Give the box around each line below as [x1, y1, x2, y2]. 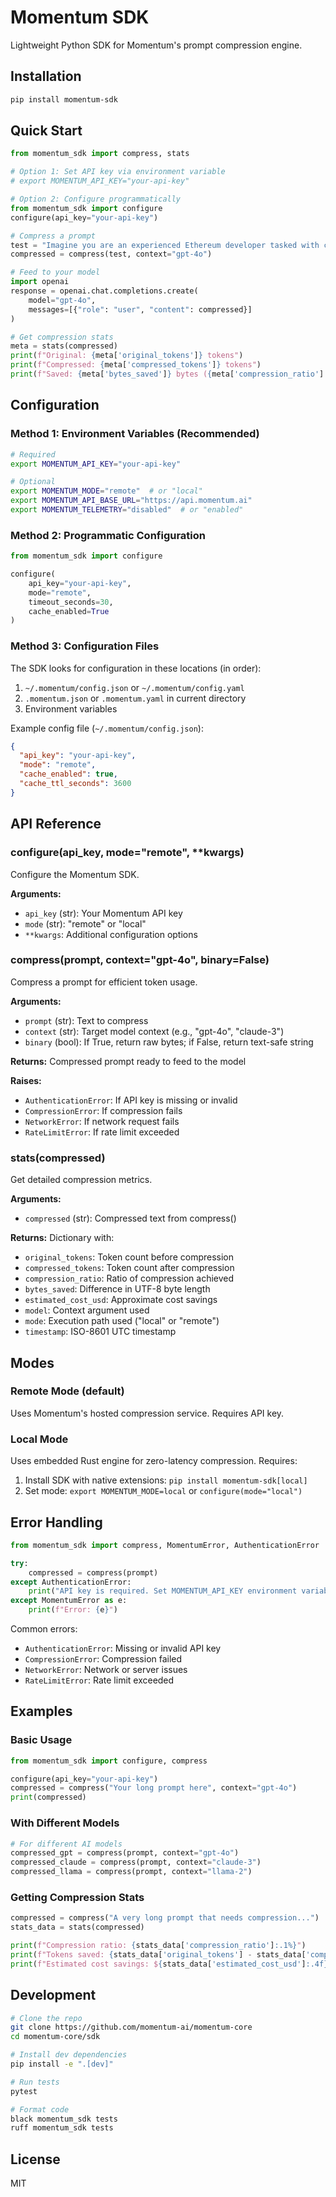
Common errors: [10, 1623, 78, 1635]
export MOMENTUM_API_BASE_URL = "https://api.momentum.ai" [10, 496, 253, 506]
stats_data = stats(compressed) [10, 1922, 145, 1933]
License [10, 2151, 61, 2168]
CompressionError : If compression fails [24, 1104, 183, 1116]
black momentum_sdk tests [10, 2114, 118, 2124]
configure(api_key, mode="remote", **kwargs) [10, 846, 245, 860]
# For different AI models [10, 1839, 123, 1849]
